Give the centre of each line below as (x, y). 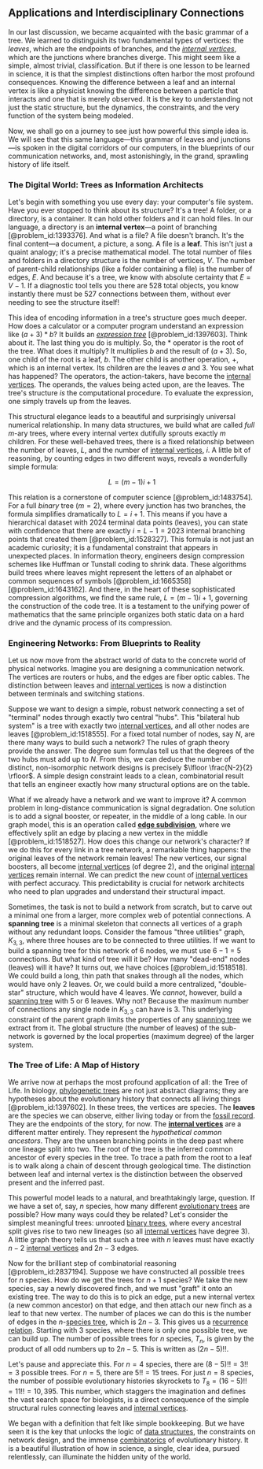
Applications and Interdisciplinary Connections (126, 13)
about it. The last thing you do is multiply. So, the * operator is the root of (126, 343)
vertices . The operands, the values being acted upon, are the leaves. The (126, 384)
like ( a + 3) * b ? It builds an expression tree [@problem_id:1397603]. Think (128, 335)
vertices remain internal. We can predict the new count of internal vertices (128, 875)
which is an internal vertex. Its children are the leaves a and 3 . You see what (131, 368)
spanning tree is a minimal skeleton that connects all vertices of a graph (125, 924)
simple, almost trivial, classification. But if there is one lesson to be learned (129, 65)
